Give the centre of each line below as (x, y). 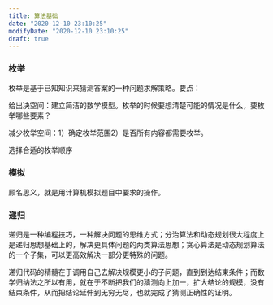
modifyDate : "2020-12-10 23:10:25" (69, 31)
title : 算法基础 (33, 16)
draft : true (28, 39)
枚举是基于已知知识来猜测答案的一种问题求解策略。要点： (104, 88)
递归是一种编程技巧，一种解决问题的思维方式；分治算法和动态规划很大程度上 (136, 235)
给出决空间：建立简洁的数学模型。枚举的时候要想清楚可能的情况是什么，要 (133, 105)
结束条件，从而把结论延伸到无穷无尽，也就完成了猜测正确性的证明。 (122, 293)
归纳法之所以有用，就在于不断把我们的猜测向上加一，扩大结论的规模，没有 (140, 282)
